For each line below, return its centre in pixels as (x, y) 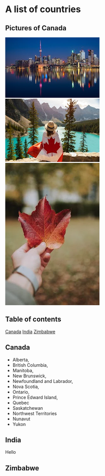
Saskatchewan (28, 408)
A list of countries (43, 9)
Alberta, (21, 360)
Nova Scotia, (26, 386)
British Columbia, (30, 365)
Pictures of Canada (36, 28)
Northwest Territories (34, 413)
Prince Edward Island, (35, 397)
